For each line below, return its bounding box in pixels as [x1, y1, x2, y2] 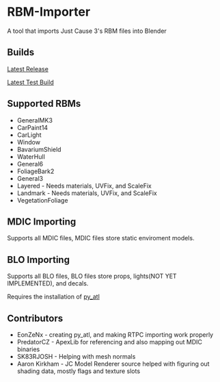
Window [16, 138, 41, 146]
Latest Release [7, 64, 49, 73]
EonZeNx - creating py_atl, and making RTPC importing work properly [16, 331, 214, 339]
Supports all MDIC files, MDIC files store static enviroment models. [7, 234, 195, 242]
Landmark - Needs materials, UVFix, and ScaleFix [16, 189, 157, 197]
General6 [16, 160, 44, 168]
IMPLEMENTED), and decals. [7, 279, 89, 288]
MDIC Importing [7, 216, 77, 227]
